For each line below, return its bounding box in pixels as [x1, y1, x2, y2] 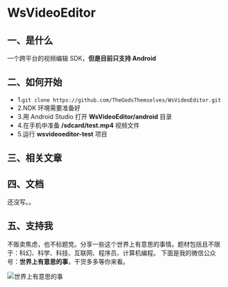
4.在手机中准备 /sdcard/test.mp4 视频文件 [17, 121, 140, 130]
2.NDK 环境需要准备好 [17, 103, 81, 112]
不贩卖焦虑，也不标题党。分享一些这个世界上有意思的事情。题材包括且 [7, 240, 209, 248]
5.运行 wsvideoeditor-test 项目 [17, 130, 108, 138]
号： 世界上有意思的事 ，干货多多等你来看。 [7, 257, 129, 265]
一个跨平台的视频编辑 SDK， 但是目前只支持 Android [7, 54, 156, 62]
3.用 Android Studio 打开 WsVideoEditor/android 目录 [17, 112, 172, 121]
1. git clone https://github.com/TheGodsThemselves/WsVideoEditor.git [17, 95, 221, 104]
